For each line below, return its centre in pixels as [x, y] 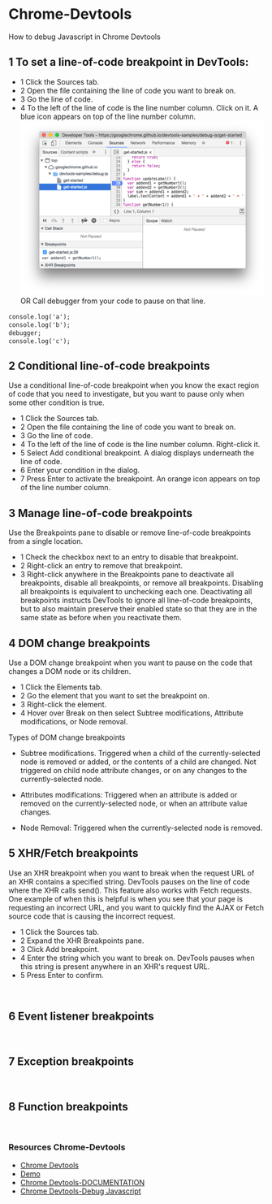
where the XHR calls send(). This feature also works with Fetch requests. [130, 890]
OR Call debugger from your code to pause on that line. [112, 301]
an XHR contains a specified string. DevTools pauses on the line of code [129, 881]
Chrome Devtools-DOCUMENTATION [82, 1182]
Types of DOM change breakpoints [67, 737]
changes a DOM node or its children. [70, 671]
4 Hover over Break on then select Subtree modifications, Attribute [132, 713]
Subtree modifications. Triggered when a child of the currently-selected [140, 753]
